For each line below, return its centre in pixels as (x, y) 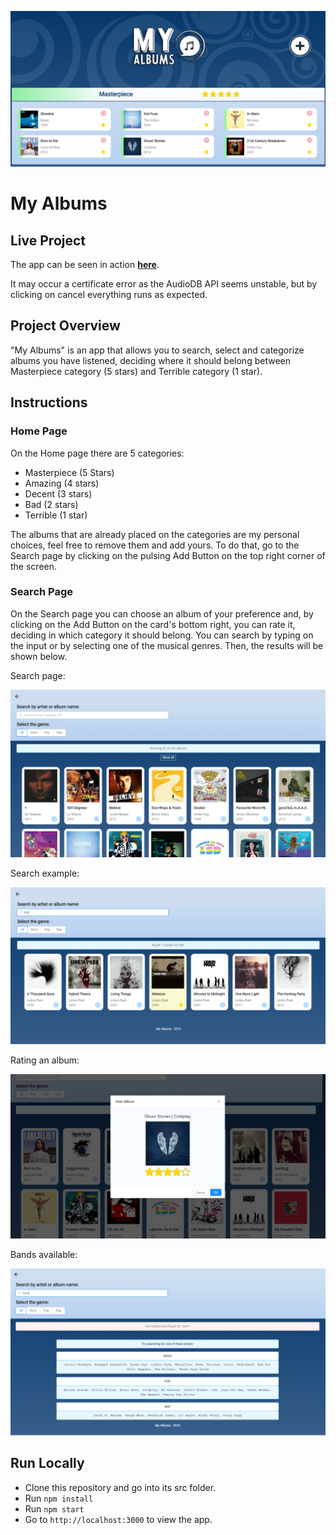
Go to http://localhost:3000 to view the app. (118, 1519)
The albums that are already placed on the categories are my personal (155, 534)
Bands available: (44, 1254)
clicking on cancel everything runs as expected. (109, 295)
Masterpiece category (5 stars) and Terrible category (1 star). (136, 371)
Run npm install (59, 1498)
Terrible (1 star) (56, 515)
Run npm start (54, 1508)
